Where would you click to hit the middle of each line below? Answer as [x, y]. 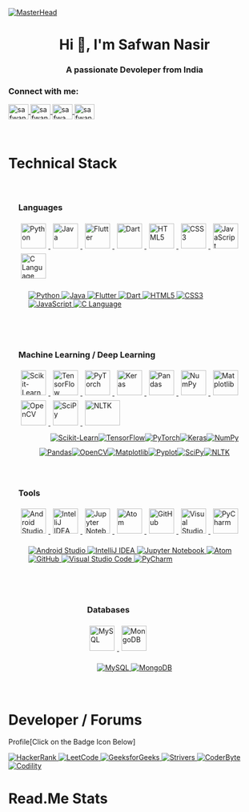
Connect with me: [44, 91]
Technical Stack [63, 163]
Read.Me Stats [58, 798]
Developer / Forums [75, 719]
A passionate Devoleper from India [135, 70]
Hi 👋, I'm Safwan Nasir [135, 45]
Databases [108, 610]
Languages [41, 208]
